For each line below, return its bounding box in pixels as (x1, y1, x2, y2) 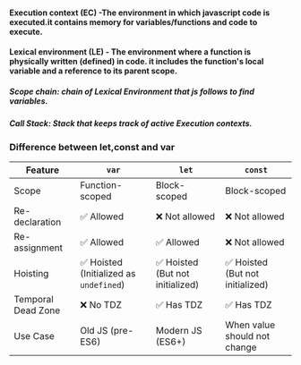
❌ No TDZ (80, 298, 123, 310)
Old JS (80, 324, 108, 336)
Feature (25, 164, 60, 176)
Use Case (13, 329, 56, 342)
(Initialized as (80, 267, 136, 279)
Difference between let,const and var (9, 140, 176, 153)
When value (225, 318, 276, 331)
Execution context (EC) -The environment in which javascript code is (9, 7, 271, 18)
